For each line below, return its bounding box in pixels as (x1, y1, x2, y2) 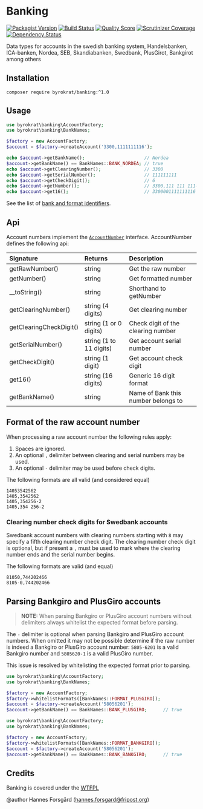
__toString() (9, 288, 42, 296)
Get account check (129, 354, 183, 362)
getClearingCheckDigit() (9, 323, 79, 331)
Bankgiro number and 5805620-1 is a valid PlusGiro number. (6, 649, 153, 657)
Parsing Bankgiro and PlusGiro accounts (6, 596, 161, 606)
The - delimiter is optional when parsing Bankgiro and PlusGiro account (6, 630, 184, 638)
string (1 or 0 (84, 319, 122, 327)
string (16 (84, 371, 113, 380)
